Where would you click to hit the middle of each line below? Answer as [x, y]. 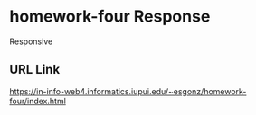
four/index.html [38, 101]
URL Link [35, 70]
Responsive [31, 41]
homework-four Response [110, 17]
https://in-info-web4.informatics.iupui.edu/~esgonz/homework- [128, 91]
